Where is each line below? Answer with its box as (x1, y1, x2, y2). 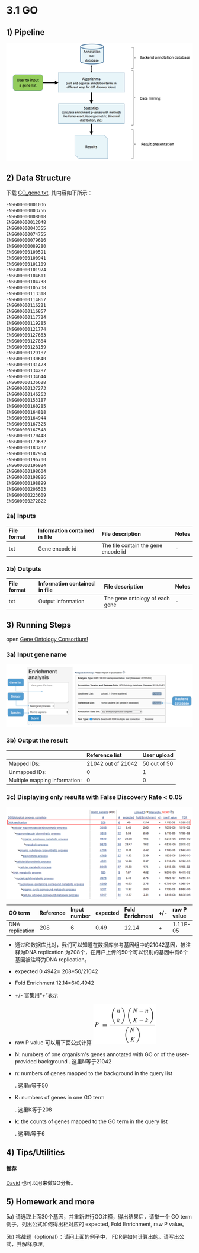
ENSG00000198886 (6, 475, 46, 481)
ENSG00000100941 (6, 255, 46, 261)
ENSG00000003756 (6, 208, 46, 214)
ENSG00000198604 (6, 469, 46, 475)
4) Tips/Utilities (6, 1147, 65, 1158)
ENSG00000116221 (6, 303, 46, 309)
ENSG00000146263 (6, 392, 46, 398)
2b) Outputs (6, 564, 41, 573)
